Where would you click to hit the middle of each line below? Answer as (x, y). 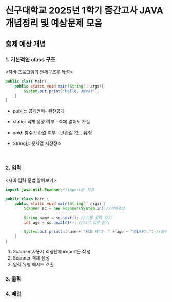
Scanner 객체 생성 (31, 258)
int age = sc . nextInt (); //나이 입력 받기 (66, 222)
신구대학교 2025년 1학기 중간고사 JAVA (84, 10)
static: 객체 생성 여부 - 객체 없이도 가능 (51, 122)
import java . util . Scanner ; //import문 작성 (50, 190)
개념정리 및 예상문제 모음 (54, 23)
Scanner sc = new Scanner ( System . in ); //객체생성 (74, 209)
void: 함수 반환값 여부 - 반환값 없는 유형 (52, 133)
